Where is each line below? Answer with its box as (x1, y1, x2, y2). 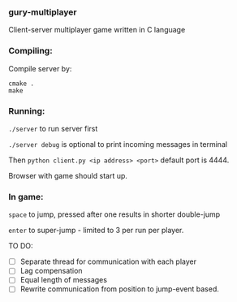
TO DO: (8, 241, 34, 251)
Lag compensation (19, 266, 83, 276)
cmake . (8, 80, 35, 88)
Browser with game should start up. (8, 170, 128, 180)
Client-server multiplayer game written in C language (8, 25, 186, 35)
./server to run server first (8, 123, 98, 133)
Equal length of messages (19, 275, 108, 285)
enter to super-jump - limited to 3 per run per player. (8, 226, 184, 235)
